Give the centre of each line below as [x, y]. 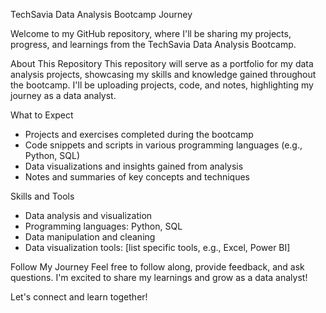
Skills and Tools [42, 196]
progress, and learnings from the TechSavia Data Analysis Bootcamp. [153, 44]
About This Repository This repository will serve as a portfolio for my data [162, 63]
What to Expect [42, 115]
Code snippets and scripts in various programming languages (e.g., [163, 145]
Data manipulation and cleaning [90, 237]
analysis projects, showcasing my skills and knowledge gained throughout [163, 74]
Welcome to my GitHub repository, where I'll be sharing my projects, [151, 33]
